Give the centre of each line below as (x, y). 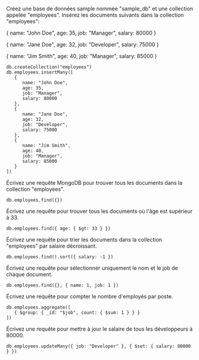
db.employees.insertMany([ (40, 72)
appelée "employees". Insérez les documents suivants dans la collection (95, 15)
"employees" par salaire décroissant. (52, 246)
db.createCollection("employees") (49, 67)
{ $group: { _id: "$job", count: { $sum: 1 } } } (77, 313)
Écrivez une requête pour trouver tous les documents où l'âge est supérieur (99, 211)
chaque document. (29, 274)
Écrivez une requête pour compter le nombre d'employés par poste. (90, 296)
